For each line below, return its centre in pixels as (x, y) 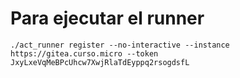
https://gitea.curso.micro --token (84, 53)
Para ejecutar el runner (107, 18)
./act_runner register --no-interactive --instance (120, 45)
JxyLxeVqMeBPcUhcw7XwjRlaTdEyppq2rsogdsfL (100, 62)
